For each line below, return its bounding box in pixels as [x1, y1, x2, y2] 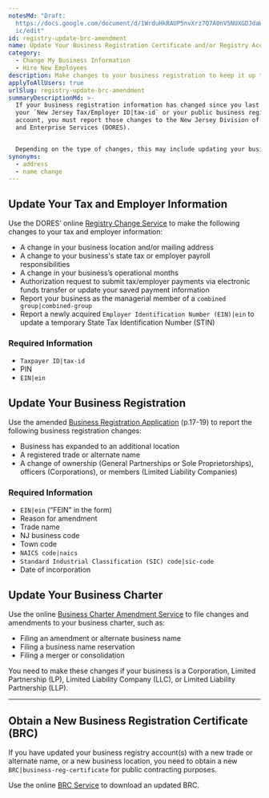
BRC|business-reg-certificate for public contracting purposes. [8, 765, 218, 775]
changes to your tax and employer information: [8, 227, 163, 237]
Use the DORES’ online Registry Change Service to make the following [8, 218, 240, 229]
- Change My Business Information [15, 57, 130, 65]
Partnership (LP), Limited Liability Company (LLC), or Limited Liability [8, 674, 236, 684]
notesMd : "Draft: [8, 11, 66, 20]
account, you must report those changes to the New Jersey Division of [15, 116, 260, 124]
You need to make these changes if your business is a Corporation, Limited [8, 666, 256, 676]
